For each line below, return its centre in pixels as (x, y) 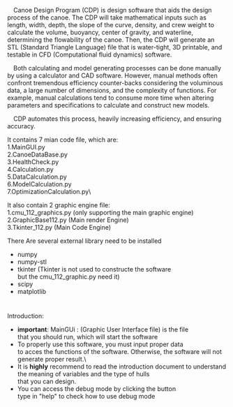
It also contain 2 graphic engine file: (59, 205)
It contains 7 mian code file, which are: (63, 140)
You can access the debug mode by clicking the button (97, 389)
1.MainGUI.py (26, 147)
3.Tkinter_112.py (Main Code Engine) (59, 227)
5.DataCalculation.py (37, 177)
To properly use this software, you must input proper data (100, 344)
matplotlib (32, 291)
